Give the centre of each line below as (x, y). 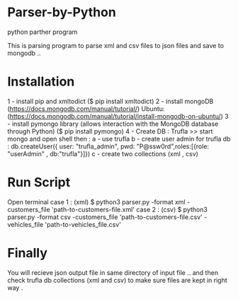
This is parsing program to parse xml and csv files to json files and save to (116, 45)
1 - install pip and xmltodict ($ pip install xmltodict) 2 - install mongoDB (110, 101)
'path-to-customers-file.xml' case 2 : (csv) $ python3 (130, 209)
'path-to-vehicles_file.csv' (83, 224)
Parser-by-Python (62, 12)
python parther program (42, 32)
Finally (28, 253)
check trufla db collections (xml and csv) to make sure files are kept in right (118, 280)
